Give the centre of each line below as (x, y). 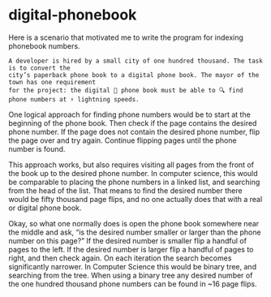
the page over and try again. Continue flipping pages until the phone (123, 140)
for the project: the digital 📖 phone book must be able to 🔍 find (126, 90)
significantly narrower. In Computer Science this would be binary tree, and (133, 266)
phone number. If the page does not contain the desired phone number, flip (134, 131)
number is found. (37, 148)
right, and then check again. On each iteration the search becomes (120, 258)
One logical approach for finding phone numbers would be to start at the (130, 114)
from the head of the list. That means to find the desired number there (125, 190)
